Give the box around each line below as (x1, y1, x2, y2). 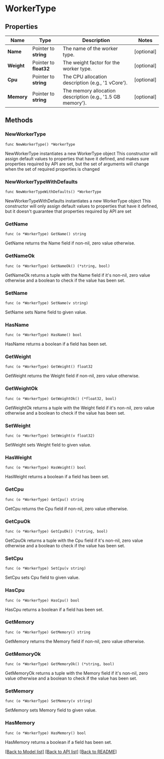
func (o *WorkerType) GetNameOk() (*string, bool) (5, 264, 110, 268)
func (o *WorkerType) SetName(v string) (5, 300, 89, 306)
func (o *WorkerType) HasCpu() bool (5, 598, 80, 603)
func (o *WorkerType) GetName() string (5, 232, 86, 237)
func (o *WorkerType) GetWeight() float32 (5, 364, 93, 369)
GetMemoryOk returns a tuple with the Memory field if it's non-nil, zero (5, 670, 148, 676)
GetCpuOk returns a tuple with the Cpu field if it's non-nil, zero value (5, 537, 143, 543)
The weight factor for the (62, 59, 120, 66)
